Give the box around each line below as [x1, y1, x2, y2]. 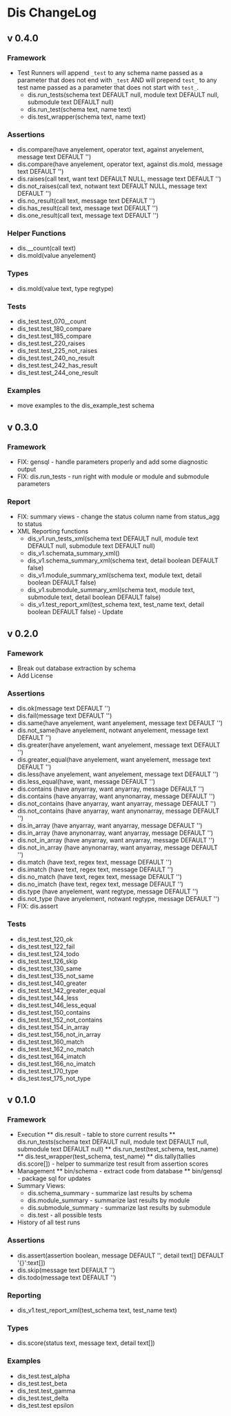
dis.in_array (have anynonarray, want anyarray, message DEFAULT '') [17, 829, 214, 837]
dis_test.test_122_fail [17, 942, 75, 951]
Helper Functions [7, 229, 66, 239]
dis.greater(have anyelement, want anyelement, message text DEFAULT [17, 741, 221, 749]
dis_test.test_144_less [17, 993, 79, 1002]
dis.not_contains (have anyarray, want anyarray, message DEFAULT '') [17, 800, 217, 808]
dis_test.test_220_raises [17, 339, 86, 347]
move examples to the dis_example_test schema [17, 401, 155, 409]
